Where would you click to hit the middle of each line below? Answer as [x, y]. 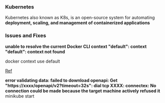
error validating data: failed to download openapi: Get [61, 80]
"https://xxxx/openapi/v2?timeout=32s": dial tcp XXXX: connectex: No [81, 85]
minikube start [20, 96]
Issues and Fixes [26, 35]
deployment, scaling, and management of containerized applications [78, 23]
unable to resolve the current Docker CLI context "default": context [76, 46]
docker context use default [33, 61]
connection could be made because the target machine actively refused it [83, 91]
